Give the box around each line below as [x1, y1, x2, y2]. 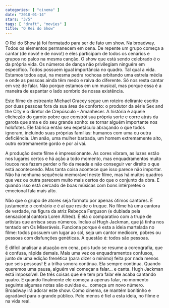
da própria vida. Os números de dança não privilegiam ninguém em [5, 61, 145, 67]
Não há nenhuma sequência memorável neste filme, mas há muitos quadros [5, 172, 163, 178]
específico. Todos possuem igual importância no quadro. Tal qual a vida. [5, 66, 156, 73]
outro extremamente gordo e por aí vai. [5, 140, 87, 146]
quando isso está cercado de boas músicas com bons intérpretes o [5, 182, 145, 189]
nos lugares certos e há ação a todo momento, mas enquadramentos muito [5, 156, 161, 162]
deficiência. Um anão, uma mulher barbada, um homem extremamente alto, [5, 135, 162, 141]
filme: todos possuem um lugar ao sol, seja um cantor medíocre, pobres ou [5, 229, 161, 236]
